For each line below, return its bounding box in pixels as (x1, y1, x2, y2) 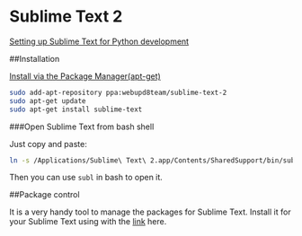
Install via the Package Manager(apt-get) (9, 70, 162, 82)
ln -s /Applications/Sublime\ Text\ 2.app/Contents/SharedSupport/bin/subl (9, 155, 299, 165)
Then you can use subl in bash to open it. (9, 172, 164, 183)
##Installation (9, 53, 60, 64)
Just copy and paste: (9, 138, 87, 149)
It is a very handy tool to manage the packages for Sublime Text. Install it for (9, 206, 291, 217)
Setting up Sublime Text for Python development (9, 36, 190, 47)
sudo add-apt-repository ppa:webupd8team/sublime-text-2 (9, 88, 227, 97)
